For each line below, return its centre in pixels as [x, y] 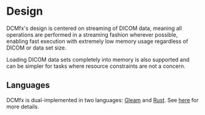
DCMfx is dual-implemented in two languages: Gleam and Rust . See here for [102, 100]
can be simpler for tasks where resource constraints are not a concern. [96, 66]
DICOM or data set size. [36, 48]
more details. [23, 106]
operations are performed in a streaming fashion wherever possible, [92, 34]
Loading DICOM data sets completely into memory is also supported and [98, 59]
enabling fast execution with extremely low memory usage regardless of [97, 41]
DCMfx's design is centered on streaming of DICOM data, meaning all [94, 28]
